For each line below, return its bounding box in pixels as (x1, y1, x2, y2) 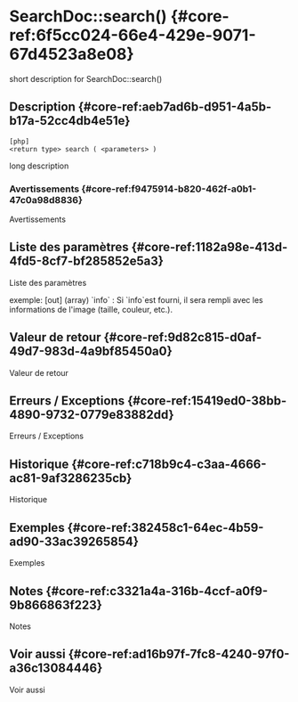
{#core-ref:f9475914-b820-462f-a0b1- (81, 183, 257, 195)
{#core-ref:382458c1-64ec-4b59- (67, 519, 264, 535)
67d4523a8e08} (9, 45, 135, 64)
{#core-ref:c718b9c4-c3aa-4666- (70, 456, 267, 471)
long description (9, 160, 69, 171)
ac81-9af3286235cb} (9, 470, 133, 486)
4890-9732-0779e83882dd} (9, 407, 175, 422)
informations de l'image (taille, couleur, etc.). (9, 304, 173, 314)
